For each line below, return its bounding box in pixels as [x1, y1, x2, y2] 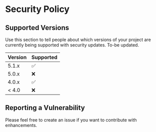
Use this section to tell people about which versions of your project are [5, 36, 151, 42]
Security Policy [5, 3, 70, 15]
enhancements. [5, 122, 37, 128]
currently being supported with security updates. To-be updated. [5, 42, 139, 48]
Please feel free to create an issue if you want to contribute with [5, 116, 137, 123]
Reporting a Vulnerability [5, 103, 85, 112]
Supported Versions [5, 23, 69, 32]
